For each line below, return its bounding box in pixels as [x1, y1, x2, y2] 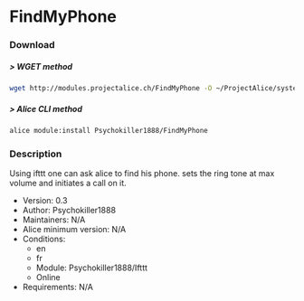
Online [35, 272, 61, 283]
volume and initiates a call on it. [9, 178, 127, 189]
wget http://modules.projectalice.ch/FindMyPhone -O [9, 84, 213, 93]
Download [9, 39, 56, 52]
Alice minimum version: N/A [22, 224, 127, 235]
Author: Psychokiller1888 [22, 205, 116, 216]
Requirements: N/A [22, 282, 93, 293]
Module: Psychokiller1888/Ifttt [35, 262, 147, 273]
